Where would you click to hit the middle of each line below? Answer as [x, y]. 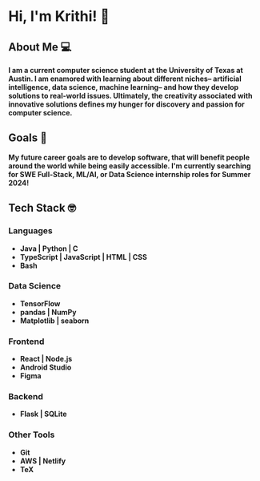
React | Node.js [46, 359]
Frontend [26, 342]
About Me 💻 [40, 47]
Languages [31, 231]
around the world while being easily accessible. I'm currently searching [130, 166]
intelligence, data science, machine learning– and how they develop [124, 87]
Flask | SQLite [43, 414]
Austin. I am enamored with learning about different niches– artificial [125, 79]
